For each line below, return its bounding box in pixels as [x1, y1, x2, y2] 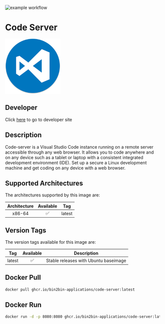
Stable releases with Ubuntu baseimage [46, 258, 127, 263]
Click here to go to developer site [5, 116, 73, 123]
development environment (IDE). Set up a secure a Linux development [5, 160, 147, 165]
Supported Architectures [5, 179, 83, 187]
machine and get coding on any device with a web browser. [5, 165, 126, 171]
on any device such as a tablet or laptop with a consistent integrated [5, 154, 143, 160]
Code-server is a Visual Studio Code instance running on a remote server [5, 144, 154, 150]
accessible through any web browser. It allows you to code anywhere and [5, 149, 154, 155]
